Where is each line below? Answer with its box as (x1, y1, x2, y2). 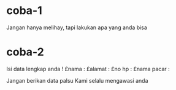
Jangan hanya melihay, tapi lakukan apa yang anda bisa (6, 24, 147, 31)
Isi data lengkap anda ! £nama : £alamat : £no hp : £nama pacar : (6, 65, 170, 72)
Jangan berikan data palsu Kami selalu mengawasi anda (6, 77, 148, 84)
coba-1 (6, 4, 42, 18)
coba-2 (6, 45, 44, 59)
